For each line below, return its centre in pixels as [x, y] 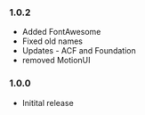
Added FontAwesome [61, 32]
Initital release [48, 103]
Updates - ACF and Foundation [79, 51]
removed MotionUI [56, 61]
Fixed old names [52, 41]
